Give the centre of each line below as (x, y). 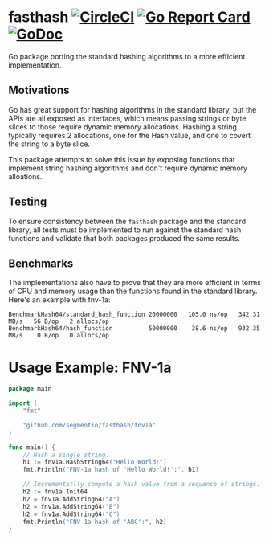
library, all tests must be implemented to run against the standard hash (125, 230)
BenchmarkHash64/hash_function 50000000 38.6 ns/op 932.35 (134, 329)
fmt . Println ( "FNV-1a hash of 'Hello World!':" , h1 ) (111, 470)
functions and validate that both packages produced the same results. (124, 238)
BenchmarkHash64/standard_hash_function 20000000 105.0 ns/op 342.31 (134, 315)
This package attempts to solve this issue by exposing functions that (122, 159)
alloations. (25, 176)
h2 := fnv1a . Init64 (55, 492)
